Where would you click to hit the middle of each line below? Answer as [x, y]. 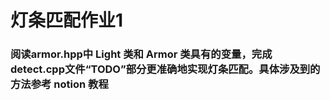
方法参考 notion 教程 [59, 84]
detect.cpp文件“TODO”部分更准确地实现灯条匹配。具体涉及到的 [165, 69]
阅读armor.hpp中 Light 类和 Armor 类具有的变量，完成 [141, 54]
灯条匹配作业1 [67, 20]
